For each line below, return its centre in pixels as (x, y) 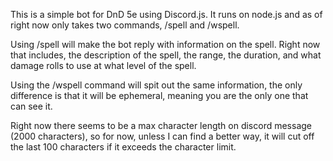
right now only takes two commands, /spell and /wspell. (125, 25)
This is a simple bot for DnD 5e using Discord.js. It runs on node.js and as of (166, 14)
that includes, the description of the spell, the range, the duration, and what (166, 55)
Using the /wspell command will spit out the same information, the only (156, 85)
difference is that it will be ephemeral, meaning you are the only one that (159, 95)
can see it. (31, 106)
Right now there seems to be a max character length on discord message (161, 125)
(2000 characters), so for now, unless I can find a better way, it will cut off (162, 136)
